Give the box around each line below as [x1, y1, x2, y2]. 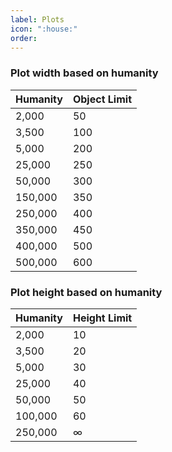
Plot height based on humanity [10, 285, 163, 299]
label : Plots [10, 14, 65, 25]
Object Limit [72, 92, 132, 106]
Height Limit [72, 311, 133, 325]
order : [10, 33, 38, 43]
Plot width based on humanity [10, 66, 159, 80]
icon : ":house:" [10, 24, 78, 34]
